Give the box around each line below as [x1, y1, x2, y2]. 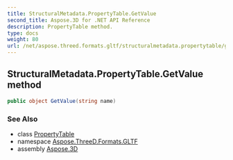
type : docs [7, 29, 39, 37]
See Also [7, 114, 38, 124]
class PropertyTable [17, 129, 75, 138]
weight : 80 [7, 36, 39, 43]
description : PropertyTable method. [7, 23, 113, 30]
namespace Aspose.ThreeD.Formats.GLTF [17, 137, 139, 145]
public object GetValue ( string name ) [7, 97, 116, 104]
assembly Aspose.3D [17, 144, 78, 153]
